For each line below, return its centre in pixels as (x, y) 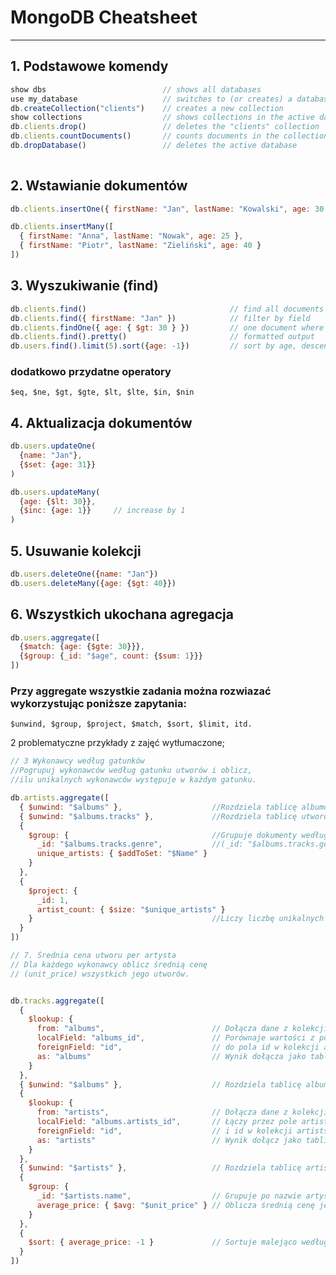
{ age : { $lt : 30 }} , (58, 501)
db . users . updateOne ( (53, 446)
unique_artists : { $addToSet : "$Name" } (122, 854)
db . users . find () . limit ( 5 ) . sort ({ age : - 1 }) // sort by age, (154, 346)
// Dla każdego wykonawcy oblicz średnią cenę (109, 964)
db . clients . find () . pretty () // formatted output (162, 337)
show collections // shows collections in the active (162, 117)
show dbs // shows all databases (136, 89)
